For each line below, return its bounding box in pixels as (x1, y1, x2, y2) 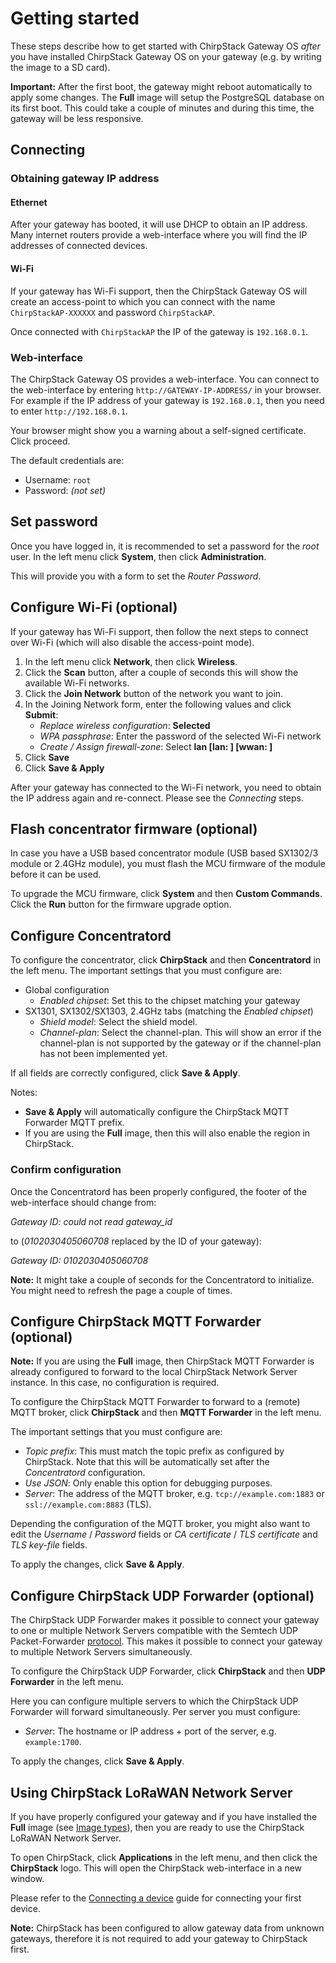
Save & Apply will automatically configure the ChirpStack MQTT (24, 1106, 290, 1118)
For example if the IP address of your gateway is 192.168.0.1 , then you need (10, 394, 325, 406)
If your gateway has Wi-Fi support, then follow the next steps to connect (10, 625, 309, 637)
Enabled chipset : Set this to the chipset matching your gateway (39, 995, 301, 1007)
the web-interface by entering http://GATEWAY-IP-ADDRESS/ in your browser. (10, 383, 322, 396)
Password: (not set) (24, 484, 107, 496)
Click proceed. (10, 435, 71, 447)
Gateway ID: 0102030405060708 (10, 1254, 149, 1266)
